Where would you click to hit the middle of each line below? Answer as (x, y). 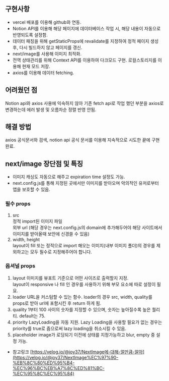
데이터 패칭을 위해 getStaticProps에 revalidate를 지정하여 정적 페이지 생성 (86, 41)
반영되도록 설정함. (30, 35)
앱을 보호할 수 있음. (31, 189)
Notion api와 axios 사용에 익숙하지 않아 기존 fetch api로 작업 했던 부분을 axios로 (84, 103)
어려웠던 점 (21, 90)
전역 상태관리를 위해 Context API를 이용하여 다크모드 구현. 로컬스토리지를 (84, 60)
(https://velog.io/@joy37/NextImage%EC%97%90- (65, 357)
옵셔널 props (20, 266)
